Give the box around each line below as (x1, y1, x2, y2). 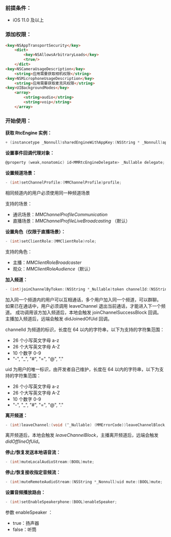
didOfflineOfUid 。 (5, 438, 43, 444)
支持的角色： (5, 248, 32, 255)
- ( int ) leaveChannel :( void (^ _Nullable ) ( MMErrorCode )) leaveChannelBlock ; (5, 422, 167, 428)
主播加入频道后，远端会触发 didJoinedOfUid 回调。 (5, 315, 112, 321)
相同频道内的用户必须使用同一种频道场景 (5, 190, 90, 196)
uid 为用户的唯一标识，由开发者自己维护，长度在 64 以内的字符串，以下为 (5, 366, 159, 372)
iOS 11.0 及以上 (12, 17, 44, 23)
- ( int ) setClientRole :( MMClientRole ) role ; (5, 238, 97, 244)
